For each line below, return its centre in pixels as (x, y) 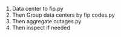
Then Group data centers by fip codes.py (63, 15)
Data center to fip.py (38, 9)
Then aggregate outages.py (47, 21)
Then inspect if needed (41, 27)
